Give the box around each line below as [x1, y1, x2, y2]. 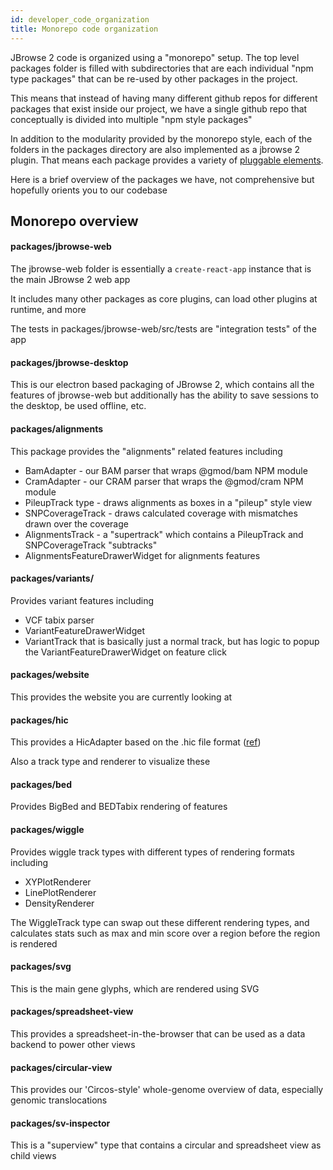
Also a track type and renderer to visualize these [10, 756, 211, 768]
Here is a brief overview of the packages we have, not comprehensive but [10, 173, 315, 185]
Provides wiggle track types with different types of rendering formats [10, 846, 295, 858]
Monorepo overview [10, 212, 139, 230]
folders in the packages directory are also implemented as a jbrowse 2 [10, 143, 301, 155]
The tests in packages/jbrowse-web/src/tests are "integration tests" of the [10, 323, 317, 335]
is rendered [10, 937, 58, 950]
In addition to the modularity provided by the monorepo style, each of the [10, 132, 313, 145]
